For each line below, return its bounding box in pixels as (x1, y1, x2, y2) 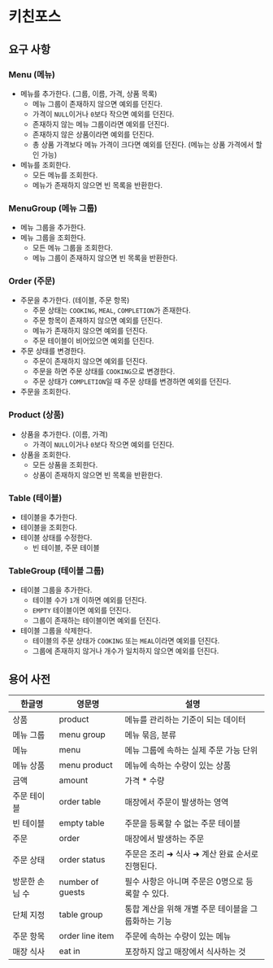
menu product (58, 760, 113, 771)
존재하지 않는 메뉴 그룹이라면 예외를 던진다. (32, 119, 170, 129)
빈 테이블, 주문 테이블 (32, 543, 100, 553)
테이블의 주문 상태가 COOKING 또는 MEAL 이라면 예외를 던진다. (32, 636, 220, 646)
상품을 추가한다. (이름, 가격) (19, 429, 108, 439)
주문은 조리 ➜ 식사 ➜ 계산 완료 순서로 (124, 848, 259, 860)
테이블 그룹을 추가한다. (19, 585, 93, 595)
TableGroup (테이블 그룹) (8, 565, 105, 576)
